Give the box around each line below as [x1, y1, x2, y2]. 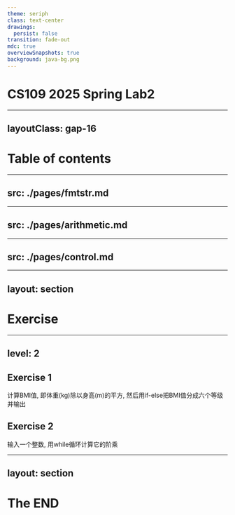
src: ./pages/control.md [7, 251, 114, 263]
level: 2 [7, 348, 40, 360]
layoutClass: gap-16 [7, 123, 97, 135]
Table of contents [7, 151, 112, 167]
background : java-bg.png [7, 56, 80, 63]
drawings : [7, 23, 36, 30]
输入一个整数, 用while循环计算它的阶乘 [7, 440, 118, 448]
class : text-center [7, 17, 64, 24]
